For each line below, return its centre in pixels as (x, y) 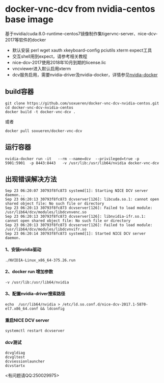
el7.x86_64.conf (22, 308)
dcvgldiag (15, 353)
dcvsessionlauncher (25, 361)
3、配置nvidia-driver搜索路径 (35, 294)
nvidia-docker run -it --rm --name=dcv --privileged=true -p (72, 159)
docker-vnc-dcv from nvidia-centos (80, 9)
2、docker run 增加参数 (29, 272)
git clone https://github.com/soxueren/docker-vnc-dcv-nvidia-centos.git (82, 103)
